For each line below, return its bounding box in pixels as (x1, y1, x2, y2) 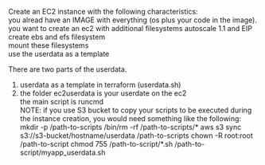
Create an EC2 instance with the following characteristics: (8, 7, 198, 16)
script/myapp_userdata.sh (19, 147, 106, 157)
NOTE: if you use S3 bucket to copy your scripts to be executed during (19, 105, 252, 115)
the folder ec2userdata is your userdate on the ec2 (19, 88, 187, 98)
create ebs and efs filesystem (8, 32, 106, 41)
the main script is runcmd (19, 97, 104, 106)
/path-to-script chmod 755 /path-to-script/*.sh (19, 139, 173, 148)
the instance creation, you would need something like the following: (19, 114, 241, 123)
